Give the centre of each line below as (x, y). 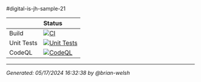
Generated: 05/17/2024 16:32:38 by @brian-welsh (68, 73)
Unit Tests (23, 43)
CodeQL (21, 53)
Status (53, 23)
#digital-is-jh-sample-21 (36, 9)
